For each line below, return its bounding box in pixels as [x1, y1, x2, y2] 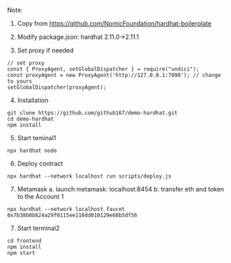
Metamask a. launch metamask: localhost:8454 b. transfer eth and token [17, 185, 225, 193]
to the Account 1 [17, 192, 64, 201]
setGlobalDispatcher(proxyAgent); [7, 84, 107, 91]
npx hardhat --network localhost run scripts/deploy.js [7, 173, 172, 180]
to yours [7, 78, 33, 85]
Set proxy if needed [17, 46, 74, 54]
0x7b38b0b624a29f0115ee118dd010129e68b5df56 [7, 212, 138, 219]
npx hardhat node [7, 147, 57, 154]
